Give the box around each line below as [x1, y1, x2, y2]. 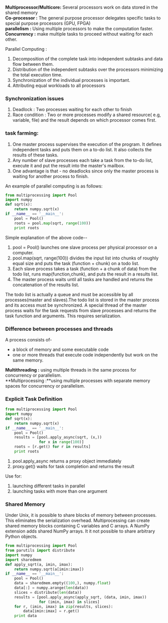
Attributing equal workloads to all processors [12, 82, 105, 88]
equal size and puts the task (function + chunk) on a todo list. [12, 260, 139, 266]
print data [14, 613, 37, 618]
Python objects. [5, 533, 38, 540]
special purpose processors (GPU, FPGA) [5, 20, 91, 26]
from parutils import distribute [5, 548, 75, 553]
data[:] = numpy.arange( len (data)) [14, 585, 89, 590]
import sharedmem [5, 557, 42, 562]
